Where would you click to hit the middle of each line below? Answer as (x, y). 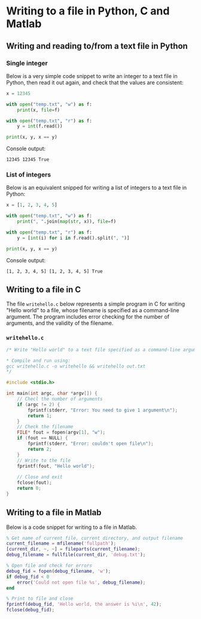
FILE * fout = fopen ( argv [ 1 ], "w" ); (61, 433)
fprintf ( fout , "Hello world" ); (56, 466)
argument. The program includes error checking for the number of (88, 317)
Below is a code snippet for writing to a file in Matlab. (72, 527)
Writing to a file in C (44, 290)
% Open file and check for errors (49, 566)
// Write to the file (44, 460)
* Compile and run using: (38, 361)
